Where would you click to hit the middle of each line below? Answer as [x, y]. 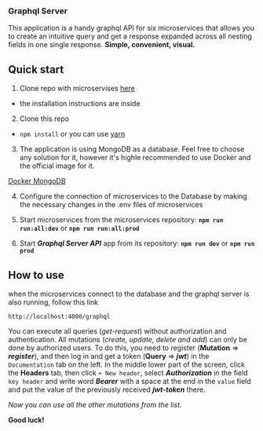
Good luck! [26, 420]
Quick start [36, 69]
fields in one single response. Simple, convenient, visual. [102, 45]
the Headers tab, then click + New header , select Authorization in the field [128, 373]
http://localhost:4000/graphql [59, 316]
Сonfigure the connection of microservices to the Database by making [133, 196]
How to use [36, 275]
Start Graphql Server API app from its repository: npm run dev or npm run [137, 243]
